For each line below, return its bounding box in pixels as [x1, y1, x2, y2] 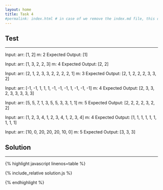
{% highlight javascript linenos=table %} [5, 161, 86, 166]
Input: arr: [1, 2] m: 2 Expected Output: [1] [5, 52, 88, 57]
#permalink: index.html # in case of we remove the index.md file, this [5, 16, 155, 21]
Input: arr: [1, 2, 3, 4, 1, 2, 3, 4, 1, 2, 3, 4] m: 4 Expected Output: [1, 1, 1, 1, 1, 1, [5, 114, 157, 120]
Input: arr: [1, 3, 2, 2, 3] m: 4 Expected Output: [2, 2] [5, 61, 109, 67]
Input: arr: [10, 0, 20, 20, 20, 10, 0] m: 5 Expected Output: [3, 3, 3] [5, 129, 136, 135]
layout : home [5, 7, 32, 12]
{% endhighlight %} [5, 180, 45, 185]
